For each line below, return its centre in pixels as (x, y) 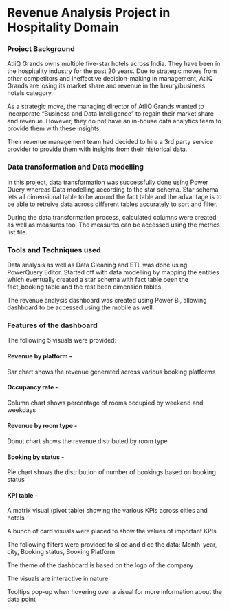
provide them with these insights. (54, 128)
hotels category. (30, 93)
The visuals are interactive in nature (58, 579)
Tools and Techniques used (54, 250)
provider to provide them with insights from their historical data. (97, 149)
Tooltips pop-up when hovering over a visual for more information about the (115, 592)
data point (22, 599)
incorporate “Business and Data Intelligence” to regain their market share (111, 114)
